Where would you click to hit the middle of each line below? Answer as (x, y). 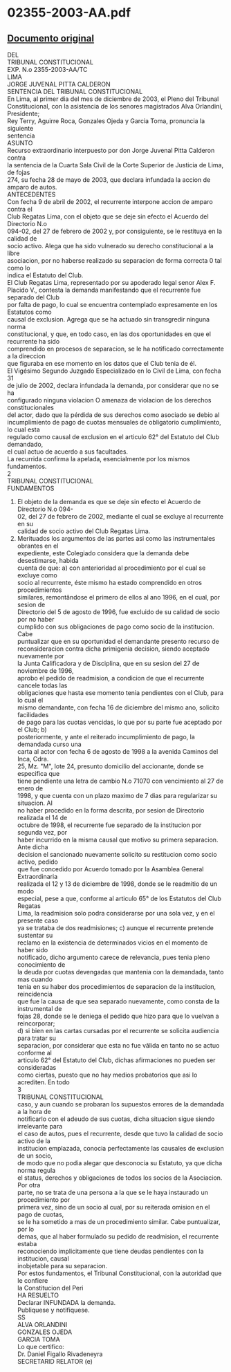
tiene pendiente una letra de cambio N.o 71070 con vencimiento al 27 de (120, 781)
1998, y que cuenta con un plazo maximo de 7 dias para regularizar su (117, 796)
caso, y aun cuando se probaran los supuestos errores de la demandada (121, 1104)
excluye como (37, 575)
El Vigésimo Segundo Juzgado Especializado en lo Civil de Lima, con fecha (114, 371)
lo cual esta (24, 429)
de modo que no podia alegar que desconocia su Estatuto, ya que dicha (120, 1163)
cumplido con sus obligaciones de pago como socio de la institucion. (115, 627)
